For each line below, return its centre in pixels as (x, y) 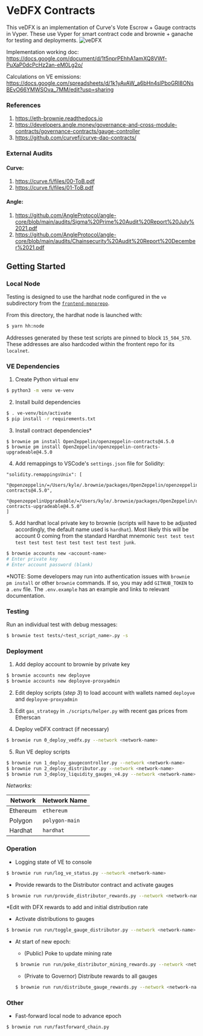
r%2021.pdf (30, 247)
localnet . (18, 351)
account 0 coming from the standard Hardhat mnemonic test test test (105, 536)
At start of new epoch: (43, 942)
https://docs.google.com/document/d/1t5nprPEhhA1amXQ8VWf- (87, 58)
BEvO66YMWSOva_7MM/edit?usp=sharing (60, 89)
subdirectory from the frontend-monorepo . (58, 303)
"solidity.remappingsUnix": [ (44, 475)
